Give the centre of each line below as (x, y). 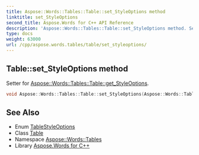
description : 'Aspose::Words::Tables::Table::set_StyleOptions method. (96, 28)
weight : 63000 (24, 39)
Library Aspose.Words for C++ (52, 145)
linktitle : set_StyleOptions (42, 17)
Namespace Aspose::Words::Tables (58, 140)
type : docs (20, 34)
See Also (23, 113)
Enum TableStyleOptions (45, 127)
